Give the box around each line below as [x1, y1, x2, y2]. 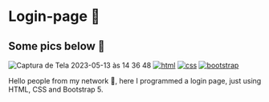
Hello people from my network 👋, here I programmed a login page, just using [8, 76, 262, 85]
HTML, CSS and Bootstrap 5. [8, 84, 104, 94]
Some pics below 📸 [8, 39, 105, 53]
